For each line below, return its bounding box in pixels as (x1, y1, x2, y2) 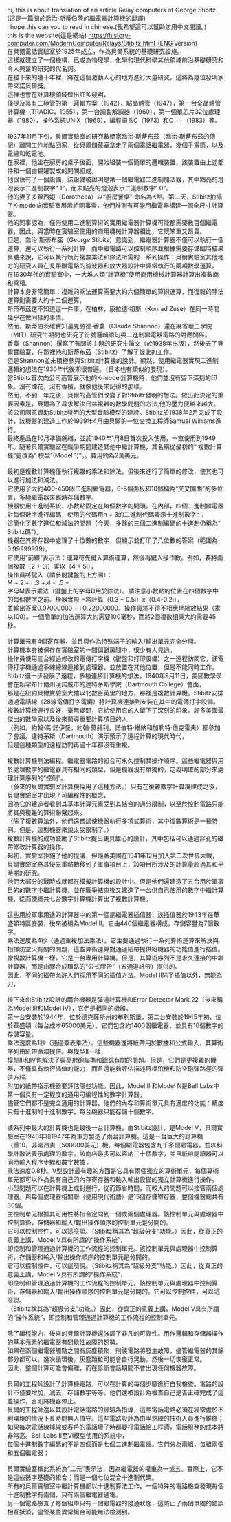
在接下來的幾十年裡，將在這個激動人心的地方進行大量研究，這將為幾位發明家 (7, 73, 224, 81)
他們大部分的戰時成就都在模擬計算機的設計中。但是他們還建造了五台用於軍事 (7, 878, 224, 885)
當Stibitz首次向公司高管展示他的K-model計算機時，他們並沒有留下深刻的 (7, 374, 212, 382)
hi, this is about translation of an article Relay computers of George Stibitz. (7, 6, 218, 14)
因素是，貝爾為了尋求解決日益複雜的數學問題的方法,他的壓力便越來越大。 (12, 399, 220, 408)
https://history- (88, 31, 131, 39)
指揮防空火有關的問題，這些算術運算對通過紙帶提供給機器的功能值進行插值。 (7, 945, 224, 953)
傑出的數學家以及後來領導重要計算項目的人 (7, 715, 128, 723)
